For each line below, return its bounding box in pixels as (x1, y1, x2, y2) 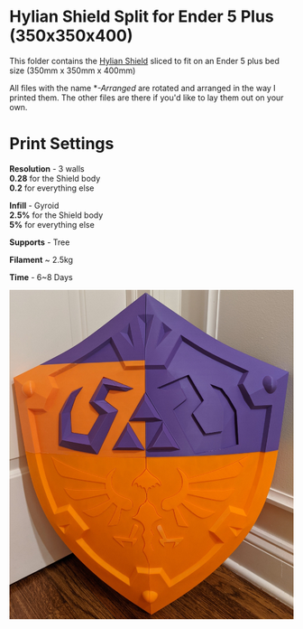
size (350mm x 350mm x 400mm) (9, 65, 136, 76)
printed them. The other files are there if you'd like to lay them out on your (9, 92, 284, 103)
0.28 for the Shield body (9, 173, 101, 183)
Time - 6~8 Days (9, 271, 74, 282)
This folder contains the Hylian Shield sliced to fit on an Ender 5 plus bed (9, 55, 280, 66)
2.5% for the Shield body (9, 210, 104, 221)
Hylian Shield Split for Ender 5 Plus (9, 6, 275, 27)
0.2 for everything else (9, 183, 95, 193)
